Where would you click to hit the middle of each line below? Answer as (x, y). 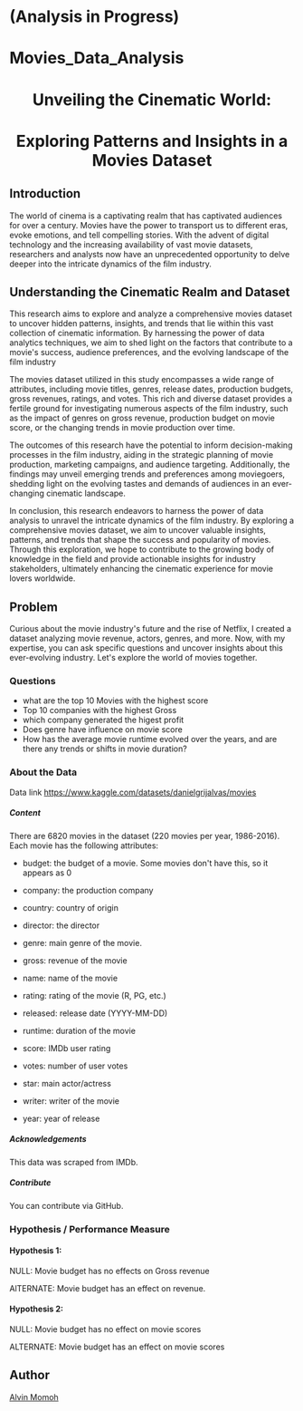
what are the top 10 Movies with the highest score (115, 701)
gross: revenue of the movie (75, 960)
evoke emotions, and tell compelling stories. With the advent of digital (139, 235)
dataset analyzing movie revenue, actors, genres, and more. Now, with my (147, 638)
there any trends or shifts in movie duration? (104, 749)
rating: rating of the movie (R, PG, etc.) (95, 995)
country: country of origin (71, 907)
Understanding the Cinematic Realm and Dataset (150, 292)
